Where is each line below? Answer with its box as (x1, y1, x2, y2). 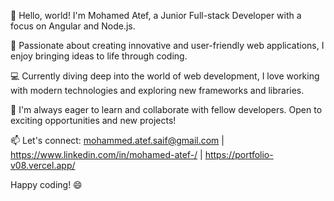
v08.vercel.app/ (10, 160, 76, 171)
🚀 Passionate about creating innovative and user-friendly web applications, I (10, 40, 325, 51)
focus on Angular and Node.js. (10, 20, 136, 32)
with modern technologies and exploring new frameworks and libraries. (10, 85, 305, 96)
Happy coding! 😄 (10, 179, 83, 190)
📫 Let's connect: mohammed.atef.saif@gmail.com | (10, 135, 225, 146)
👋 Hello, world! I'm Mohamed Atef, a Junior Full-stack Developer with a (10, 10, 302, 21)
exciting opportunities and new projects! (10, 115, 177, 126)
